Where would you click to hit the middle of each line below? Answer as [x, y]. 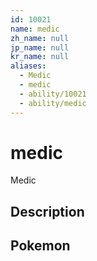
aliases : [28, 66]
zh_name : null [40, 38]
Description [47, 211]
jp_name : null [40, 47]
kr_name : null [40, 57]
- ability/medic [53, 103]
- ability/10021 [53, 94]
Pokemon [40, 246]
